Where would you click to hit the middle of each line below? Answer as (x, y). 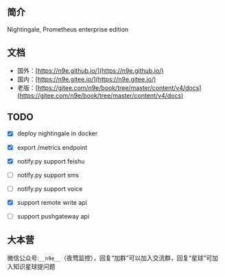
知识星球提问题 (34, 266)
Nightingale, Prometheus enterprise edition (68, 29)
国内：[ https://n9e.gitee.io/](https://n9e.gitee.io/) (86, 79)
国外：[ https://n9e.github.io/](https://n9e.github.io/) (90, 70)
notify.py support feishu (51, 161)
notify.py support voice (50, 188)
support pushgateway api (53, 216)
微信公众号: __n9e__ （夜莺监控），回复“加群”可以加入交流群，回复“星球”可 (110, 258)
